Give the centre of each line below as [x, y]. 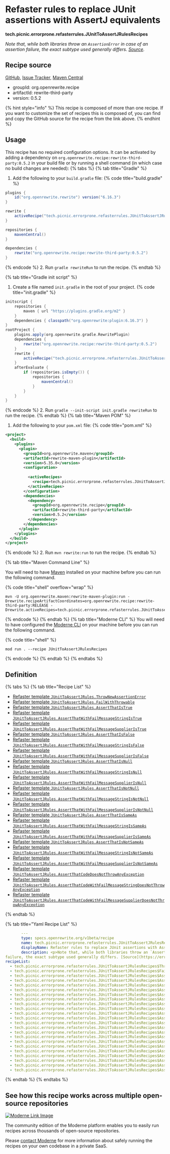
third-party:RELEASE [27, 606]
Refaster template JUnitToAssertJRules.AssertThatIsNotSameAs [78, 842]
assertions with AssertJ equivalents [83, 20]
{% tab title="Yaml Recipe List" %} [41, 924]
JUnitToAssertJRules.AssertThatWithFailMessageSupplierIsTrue [79, 729]
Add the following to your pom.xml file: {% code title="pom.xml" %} [82, 425]
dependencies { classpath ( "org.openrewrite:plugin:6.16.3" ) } [81, 321]
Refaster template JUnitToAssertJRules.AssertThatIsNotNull [76, 788]
